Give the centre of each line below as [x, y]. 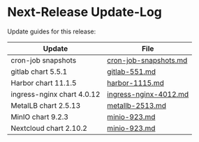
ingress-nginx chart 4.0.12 [56, 94]
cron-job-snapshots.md [147, 60]
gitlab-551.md [131, 72]
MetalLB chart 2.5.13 [46, 105]
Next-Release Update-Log [85, 12]
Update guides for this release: [52, 31]
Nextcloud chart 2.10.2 [49, 128]
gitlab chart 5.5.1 [39, 72]
